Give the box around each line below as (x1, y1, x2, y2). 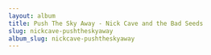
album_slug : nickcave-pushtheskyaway (8, 34, 135, 43)
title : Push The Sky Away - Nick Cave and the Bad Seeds (8, 19, 204, 27)
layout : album (8, 11, 56, 20)
